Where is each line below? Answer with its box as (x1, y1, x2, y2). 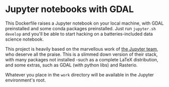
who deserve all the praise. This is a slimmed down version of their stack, (5, 51, 158, 57)
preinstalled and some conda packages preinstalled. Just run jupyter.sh (5, 25, 156, 31)
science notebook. (5, 36, 44, 42)
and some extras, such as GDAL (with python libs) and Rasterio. (5, 62, 138, 68)
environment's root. (5, 77, 46, 83)
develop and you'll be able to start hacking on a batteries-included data (5, 31, 153, 37)
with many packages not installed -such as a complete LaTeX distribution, (5, 56, 158, 62)
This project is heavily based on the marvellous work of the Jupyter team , (5, 46, 158, 52)
